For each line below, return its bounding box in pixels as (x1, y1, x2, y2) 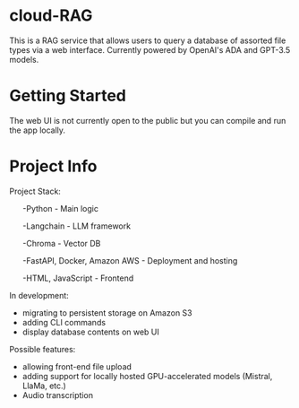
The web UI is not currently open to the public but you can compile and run (9, 115, 286, 126)
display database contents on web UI (21, 326, 159, 337)
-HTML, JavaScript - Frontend (21, 273, 134, 283)
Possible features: (9, 343, 76, 354)
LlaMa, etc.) (21, 380, 67, 391)
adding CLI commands (21, 317, 106, 327)
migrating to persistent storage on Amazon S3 (21, 307, 192, 318)
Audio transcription (21, 389, 94, 400)
